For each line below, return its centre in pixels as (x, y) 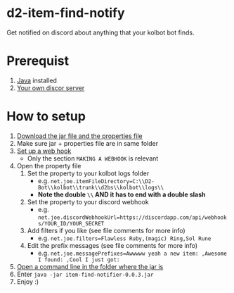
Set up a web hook (44, 151)
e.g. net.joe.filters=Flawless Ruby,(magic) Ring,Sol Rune (124, 238)
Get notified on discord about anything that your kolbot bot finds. (100, 32)
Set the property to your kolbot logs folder (88, 173)
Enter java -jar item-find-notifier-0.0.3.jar (85, 274)
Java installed (37, 80)
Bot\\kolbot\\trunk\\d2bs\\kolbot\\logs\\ (101, 187)
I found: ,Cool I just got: (79, 260)
